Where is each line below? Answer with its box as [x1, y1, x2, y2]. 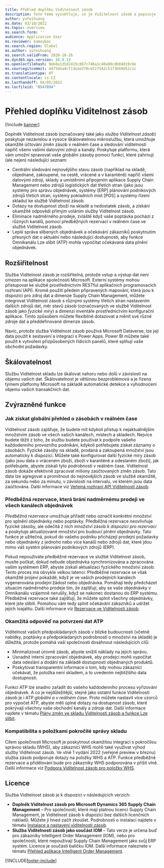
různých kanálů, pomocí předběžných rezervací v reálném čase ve [12, 219, 146, 225]
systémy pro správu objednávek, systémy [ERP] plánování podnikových [12, 187, 156, 193]
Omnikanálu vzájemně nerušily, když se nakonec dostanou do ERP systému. [5, 590, 159, 596]
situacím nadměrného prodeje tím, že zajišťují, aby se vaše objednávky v [5, 585, 151, 591]
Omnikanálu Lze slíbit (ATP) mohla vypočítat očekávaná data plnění [12, 239, 148, 245]
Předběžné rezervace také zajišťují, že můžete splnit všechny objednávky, [5, 595, 154, 601]
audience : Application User [5, 35, 62, 40]
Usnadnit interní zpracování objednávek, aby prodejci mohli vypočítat [12, 654, 152, 660]
